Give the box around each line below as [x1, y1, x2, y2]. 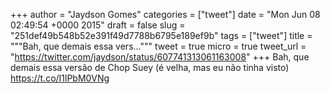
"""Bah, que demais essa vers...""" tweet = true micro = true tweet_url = [10, 40, 307, 52]
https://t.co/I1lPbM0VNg [10, 72, 110, 84]
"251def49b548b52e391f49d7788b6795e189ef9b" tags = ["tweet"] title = [10, 30, 313, 41]
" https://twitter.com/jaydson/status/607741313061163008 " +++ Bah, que [10, 51, 310, 63]
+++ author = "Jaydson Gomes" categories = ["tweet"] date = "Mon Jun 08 [10, 9, 321, 20]
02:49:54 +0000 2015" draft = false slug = [10, 19, 186, 31]
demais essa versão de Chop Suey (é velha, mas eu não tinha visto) [10, 62, 290, 73]
